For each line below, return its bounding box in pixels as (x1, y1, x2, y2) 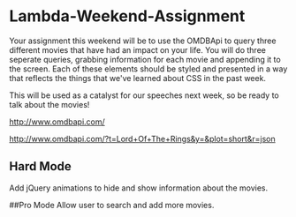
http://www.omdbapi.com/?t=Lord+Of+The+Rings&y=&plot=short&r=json (9, 133, 276, 144)
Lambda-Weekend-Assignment (9, 6, 246, 26)
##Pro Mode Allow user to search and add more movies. (9, 199, 215, 210)
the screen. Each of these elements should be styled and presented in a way (9, 64, 288, 74)
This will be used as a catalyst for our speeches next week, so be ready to (9, 90, 280, 101)
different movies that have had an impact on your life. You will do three (9, 44, 267, 55)
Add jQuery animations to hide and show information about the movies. (9, 183, 268, 193)
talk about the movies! (9, 99, 90, 109)
